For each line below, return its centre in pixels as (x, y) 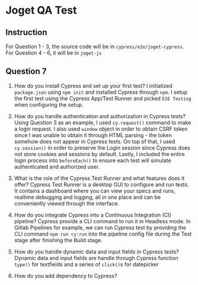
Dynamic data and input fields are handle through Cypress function (96, 258)
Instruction (26, 32)
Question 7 (26, 72)
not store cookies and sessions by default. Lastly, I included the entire (99, 154)
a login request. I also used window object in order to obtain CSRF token (101, 129)
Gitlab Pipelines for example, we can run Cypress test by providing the (100, 227)
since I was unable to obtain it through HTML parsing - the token (93, 135)
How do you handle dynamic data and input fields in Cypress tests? (96, 251)
